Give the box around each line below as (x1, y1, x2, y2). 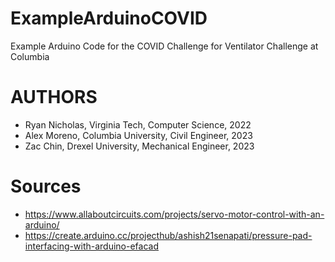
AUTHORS (10, 86, 98, 109)
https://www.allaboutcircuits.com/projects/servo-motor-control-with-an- (24, 208, 325, 220)
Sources (10, 175, 82, 198)
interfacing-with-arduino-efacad (24, 240, 160, 252)
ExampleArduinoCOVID (10, 7, 208, 30)
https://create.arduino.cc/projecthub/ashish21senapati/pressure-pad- (24, 229, 313, 241)
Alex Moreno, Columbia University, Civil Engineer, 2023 (24, 129, 253, 141)
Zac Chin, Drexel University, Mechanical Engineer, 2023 (24, 140, 255, 152)
